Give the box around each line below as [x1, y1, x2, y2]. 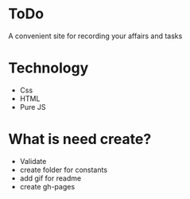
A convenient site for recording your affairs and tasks [8, 31, 183, 41]
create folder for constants [19, 165, 108, 174]
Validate [19, 156, 47, 166]
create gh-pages [19, 181, 76, 191]
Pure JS [19, 102, 46, 111]
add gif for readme [19, 173, 82, 183]
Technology [8, 59, 89, 77]
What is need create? [8, 131, 152, 148]
